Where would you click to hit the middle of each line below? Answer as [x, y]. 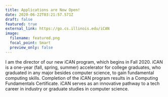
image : [12, 33]
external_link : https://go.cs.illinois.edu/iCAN [57, 29]
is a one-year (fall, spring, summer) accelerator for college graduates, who [83, 67]
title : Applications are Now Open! [43, 10]
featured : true [21, 24]
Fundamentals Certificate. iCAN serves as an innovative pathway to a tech [82, 83]
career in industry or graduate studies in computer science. [67, 88]
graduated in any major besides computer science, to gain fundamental [80, 72]
